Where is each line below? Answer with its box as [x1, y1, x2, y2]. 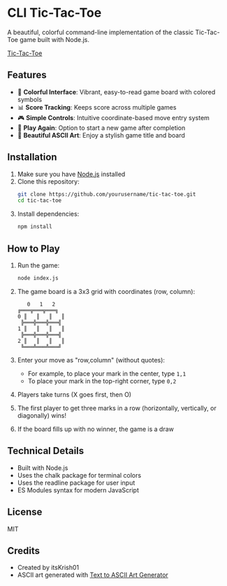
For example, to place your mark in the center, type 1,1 [27, 369, 186, 378]
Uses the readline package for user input [17, 478, 136, 487]
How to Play [7, 242, 61, 254]
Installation [7, 152, 57, 163]
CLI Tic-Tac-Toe [7, 5, 102, 21]
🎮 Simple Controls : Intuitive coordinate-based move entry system [17, 113, 210, 122]
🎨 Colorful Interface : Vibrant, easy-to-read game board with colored [17, 87, 216, 96]
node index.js [17, 274, 59, 281]
